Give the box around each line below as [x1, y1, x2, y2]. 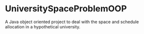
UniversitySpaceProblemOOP [5, 3, 127, 14]
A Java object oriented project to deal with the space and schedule [5, 19, 139, 25]
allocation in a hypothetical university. [5, 24, 81, 29]
